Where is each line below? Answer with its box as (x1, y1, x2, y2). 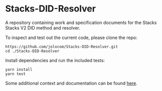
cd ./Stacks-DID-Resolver (5, 48, 59, 53)
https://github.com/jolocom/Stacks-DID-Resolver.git (5, 44, 118, 49)
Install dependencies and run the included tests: (5, 57, 105, 63)
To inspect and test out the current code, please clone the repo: (5, 34, 137, 40)
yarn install (5, 67, 33, 72)
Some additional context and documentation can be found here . (5, 80, 137, 86)
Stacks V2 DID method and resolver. (5, 24, 80, 30)
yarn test (5, 71, 26, 76)
